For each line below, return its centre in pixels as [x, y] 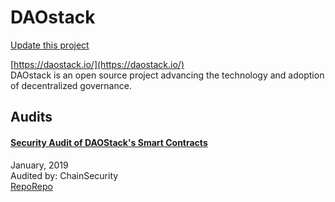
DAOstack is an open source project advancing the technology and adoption [167, 75]
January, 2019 [39, 165]
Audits [31, 117]
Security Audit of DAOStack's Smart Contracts [109, 142]
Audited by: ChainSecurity [64, 175]
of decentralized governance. [71, 85]
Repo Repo [31, 186]
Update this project [50, 45]
